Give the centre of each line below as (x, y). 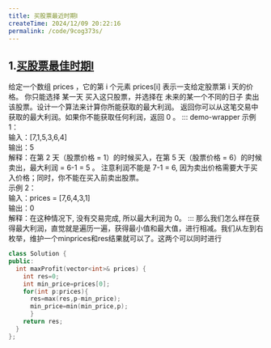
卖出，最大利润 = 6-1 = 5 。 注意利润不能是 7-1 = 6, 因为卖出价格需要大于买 (133, 168)
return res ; (43, 322)
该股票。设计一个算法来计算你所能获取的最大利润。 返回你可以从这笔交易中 (133, 107)
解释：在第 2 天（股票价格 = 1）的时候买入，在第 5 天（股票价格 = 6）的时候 (135, 158)
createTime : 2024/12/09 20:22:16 (65, 23)
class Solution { (38, 254)
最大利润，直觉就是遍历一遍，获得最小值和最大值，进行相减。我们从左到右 (139, 228)
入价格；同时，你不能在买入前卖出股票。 (76, 178)
